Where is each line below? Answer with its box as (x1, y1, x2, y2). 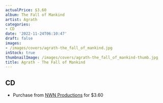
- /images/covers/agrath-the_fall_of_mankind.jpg (5, 45, 113, 50)
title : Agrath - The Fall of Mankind (5, 60, 86, 65)
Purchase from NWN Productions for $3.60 (12, 92, 103, 98)
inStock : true (5, 50, 36, 55)
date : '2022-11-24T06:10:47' (5, 31, 67, 36)
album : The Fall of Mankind (5, 12, 65, 17)
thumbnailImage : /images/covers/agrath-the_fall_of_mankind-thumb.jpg (5, 55, 158, 60)
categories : (5, 21, 31, 27)
